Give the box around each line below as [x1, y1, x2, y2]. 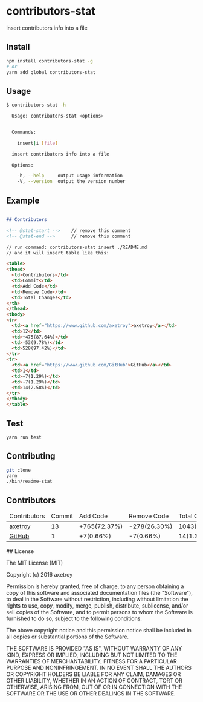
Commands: [11, 129, 36, 135]
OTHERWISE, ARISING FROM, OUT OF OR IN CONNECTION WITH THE [6, 683, 182, 691]
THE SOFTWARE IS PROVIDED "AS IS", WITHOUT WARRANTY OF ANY [6, 645, 182, 652]
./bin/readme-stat [6, 478, 53, 485]
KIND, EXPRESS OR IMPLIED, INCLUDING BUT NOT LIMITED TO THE [6, 651, 178, 658]
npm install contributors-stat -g [6, 58, 94, 64]
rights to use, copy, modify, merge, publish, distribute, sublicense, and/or [6, 602, 188, 609]
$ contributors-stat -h [6, 102, 66, 108]
